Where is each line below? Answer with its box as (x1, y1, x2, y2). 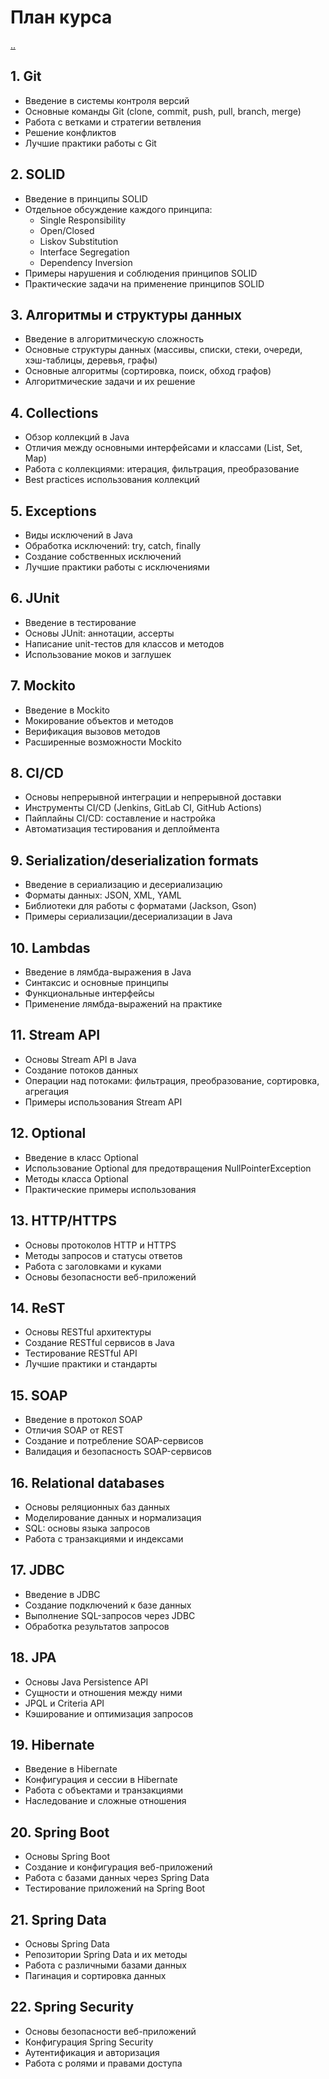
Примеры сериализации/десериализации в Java (24, 911, 233, 923)
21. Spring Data (10, 1911, 107, 1928)
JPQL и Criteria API (24, 1697, 105, 1709)
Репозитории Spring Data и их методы (24, 1949, 188, 1960)
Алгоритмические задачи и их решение (24, 376, 196, 388)
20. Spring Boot (10, 1824, 110, 1841)
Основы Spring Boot (24, 1851, 110, 1863)
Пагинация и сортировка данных (24, 1970, 167, 1981)
